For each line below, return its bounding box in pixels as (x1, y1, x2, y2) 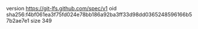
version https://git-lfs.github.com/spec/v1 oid (6, 5, 117, 12)
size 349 (30, 17, 52, 24)
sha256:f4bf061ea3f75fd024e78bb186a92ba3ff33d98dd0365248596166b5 (6, 11, 192, 18)
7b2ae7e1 (6, 17, 30, 24)
